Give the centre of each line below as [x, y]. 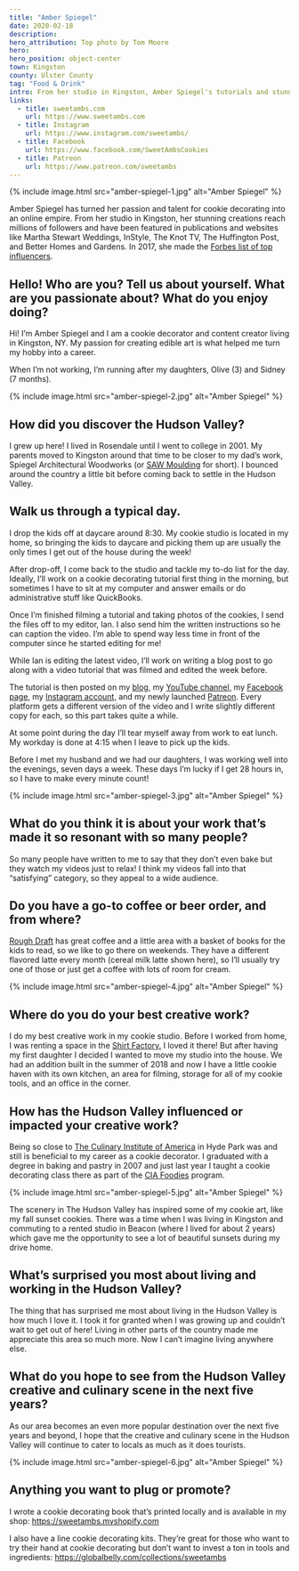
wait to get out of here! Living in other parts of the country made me [134, 1329]
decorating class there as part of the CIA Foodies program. [117, 1175]
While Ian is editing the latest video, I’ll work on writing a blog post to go [141, 660]
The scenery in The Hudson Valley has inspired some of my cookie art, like [146, 1210]
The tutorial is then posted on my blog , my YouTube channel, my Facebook [146, 687]
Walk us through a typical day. [95, 511]
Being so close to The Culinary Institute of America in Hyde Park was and [144, 1147]
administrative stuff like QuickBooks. [76, 597]
